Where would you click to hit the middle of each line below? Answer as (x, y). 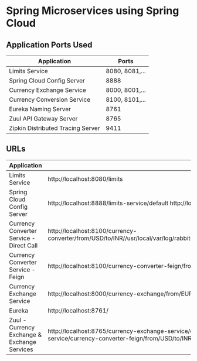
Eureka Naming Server (40, 109)
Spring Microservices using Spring (93, 11)
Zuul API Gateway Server (43, 118)
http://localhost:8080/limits (85, 178)
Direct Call (23, 245)
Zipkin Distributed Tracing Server (55, 128)
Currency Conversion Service (50, 99)
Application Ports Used (49, 45)
